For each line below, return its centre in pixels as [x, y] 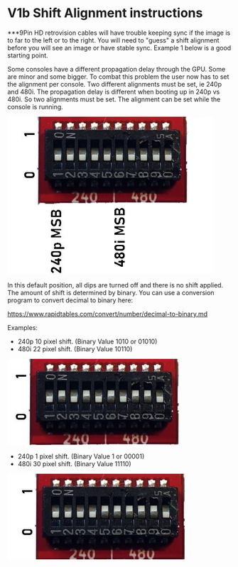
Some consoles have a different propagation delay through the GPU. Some [117, 69]
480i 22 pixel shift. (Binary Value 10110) [75, 348]
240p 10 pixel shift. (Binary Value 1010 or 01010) [87, 341]
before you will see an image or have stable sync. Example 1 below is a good [119, 48]
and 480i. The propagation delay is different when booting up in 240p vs [114, 92]
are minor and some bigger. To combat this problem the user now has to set [118, 77]
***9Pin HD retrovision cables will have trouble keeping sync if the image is [119, 33]
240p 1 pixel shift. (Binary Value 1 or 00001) [81, 456]
